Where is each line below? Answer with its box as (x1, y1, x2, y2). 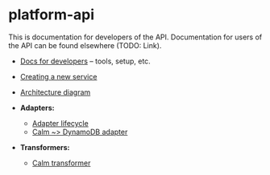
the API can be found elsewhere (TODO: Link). (8, 40, 162, 50)
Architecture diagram (19, 87, 91, 97)
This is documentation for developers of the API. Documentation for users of (8, 32, 263, 42)
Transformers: (19, 142, 70, 152)
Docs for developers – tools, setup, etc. (19, 56, 151, 66)
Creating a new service (19, 71, 98, 81)
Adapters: (19, 103, 55, 112)
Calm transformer (31, 158, 91, 168)
